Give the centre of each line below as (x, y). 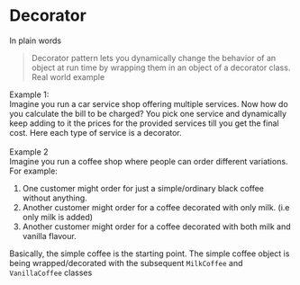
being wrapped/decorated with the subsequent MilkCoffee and (126, 263)
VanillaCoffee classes (51, 272)
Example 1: (29, 94)
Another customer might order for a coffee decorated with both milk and (156, 227)
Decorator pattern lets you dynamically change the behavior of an (154, 58)
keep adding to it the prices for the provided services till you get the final (144, 123)
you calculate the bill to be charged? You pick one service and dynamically (148, 113)
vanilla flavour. (49, 236)
